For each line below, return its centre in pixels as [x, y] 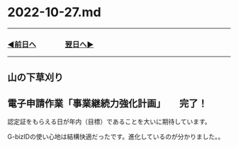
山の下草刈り [35, 77]
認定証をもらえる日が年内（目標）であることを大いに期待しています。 [109, 122]
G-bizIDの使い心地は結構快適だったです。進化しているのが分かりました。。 [116, 137]
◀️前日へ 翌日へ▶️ [51, 45]
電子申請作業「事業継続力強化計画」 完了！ [107, 104]
